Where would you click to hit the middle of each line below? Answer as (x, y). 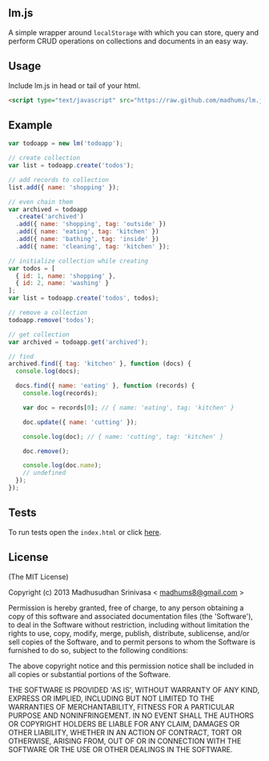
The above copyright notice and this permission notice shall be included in (131, 666)
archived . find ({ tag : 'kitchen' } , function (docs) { (100, 364)
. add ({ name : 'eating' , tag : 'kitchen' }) (87, 232)
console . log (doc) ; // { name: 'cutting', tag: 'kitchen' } (123, 437)
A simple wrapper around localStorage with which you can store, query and (133, 32)
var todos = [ (32, 268)
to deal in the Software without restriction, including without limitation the (129, 625)
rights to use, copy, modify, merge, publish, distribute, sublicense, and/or (129, 633)
